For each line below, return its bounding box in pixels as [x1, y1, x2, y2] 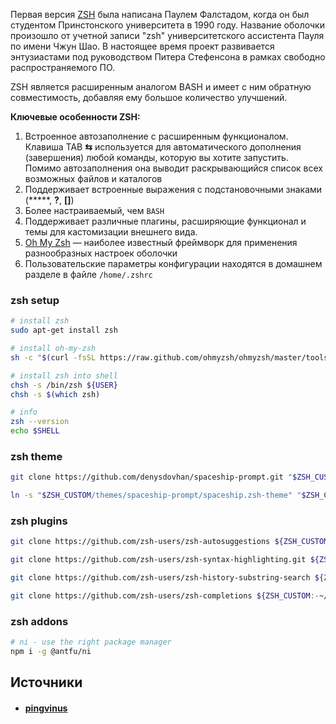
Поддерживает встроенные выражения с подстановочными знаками [24, 184, 323, 195]
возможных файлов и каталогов [24, 173, 163, 184]
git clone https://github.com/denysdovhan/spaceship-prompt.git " [10, 472, 293, 483]
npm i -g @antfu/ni [10, 647, 92, 657]
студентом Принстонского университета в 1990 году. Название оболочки [10, 19, 325, 31]
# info [10, 407, 38, 418]
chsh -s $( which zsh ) [10, 389, 101, 399]
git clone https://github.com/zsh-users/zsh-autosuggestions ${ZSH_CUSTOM [10, 537, 329, 547]
